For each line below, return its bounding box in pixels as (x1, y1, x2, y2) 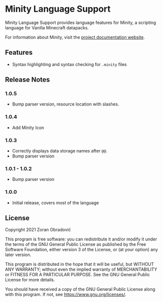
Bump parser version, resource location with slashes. (12, 101, 120, 107)
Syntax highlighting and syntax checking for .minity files (12, 61, 127, 67)
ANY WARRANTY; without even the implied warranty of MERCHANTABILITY (5, 266, 158, 272)
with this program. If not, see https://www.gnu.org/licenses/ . (5, 292, 126, 298)
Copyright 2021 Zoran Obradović (5, 227, 71, 233)
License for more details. (5, 277, 55, 283)
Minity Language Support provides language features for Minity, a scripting (5, 20, 156, 25)
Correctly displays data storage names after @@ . (12, 148, 107, 154)
